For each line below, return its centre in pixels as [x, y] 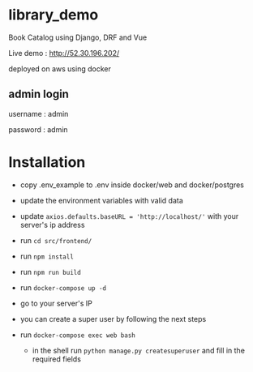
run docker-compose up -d [63, 287]
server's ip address [52, 224]
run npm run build [50, 272]
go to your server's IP [56, 303]
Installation [47, 162]
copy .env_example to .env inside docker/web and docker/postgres [132, 185]
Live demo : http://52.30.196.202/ [64, 53]
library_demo [54, 15]
